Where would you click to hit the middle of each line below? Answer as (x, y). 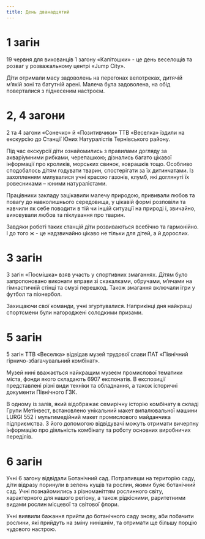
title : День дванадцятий (38, 12)
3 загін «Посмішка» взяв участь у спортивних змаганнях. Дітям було (97, 275)
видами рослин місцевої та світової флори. (63, 504)
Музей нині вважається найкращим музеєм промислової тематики (95, 373)
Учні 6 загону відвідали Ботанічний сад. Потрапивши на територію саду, (101, 478)
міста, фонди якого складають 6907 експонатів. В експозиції (86, 379)
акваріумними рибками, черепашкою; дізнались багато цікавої (89, 157)
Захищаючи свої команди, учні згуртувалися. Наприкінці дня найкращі (99, 306)
